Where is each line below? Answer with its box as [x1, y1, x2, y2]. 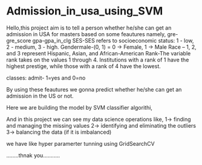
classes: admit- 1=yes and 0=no [6, 74, 86, 81]
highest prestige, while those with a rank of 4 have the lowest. [6, 62, 161, 70]
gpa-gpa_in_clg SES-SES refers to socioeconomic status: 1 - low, [32, 37, 194, 44]
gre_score [6, 37, 31, 44]
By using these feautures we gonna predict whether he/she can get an [6, 86, 182, 93]
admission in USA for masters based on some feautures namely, [6, 30, 166, 37]
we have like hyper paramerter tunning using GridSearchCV [6, 140, 155, 147]
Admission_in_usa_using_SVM [6, 4, 163, 18]
